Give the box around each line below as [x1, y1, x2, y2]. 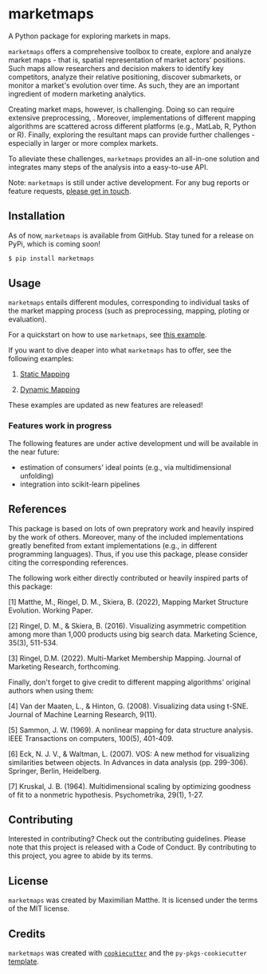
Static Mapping [19, 369, 70, 379]
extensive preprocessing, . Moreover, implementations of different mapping [8, 112, 257, 122]
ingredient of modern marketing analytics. [8, 89, 146, 98]
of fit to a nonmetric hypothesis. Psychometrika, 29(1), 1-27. [8, 790, 204, 799]
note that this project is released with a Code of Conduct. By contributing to [8, 842, 257, 852]
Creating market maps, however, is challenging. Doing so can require [8, 104, 235, 114]
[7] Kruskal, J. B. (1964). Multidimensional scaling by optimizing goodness [8, 781, 251, 791]
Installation [8, 209, 65, 223]
